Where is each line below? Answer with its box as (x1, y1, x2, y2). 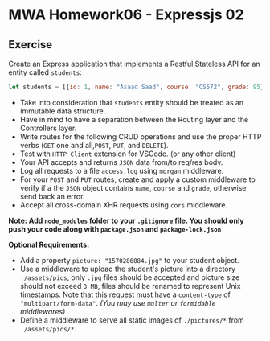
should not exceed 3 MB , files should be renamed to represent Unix (19, 281, 241, 290)
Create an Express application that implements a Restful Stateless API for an (8, 59, 260, 68)
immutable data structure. (19, 106, 106, 116)
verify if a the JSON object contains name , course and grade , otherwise (19, 183, 247, 192)
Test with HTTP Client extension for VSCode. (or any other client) (19, 149, 236, 158)
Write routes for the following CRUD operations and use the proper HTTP (19, 131, 262, 142)
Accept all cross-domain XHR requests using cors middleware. (19, 199, 227, 210)
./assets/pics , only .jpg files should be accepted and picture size (19, 272, 240, 282)
